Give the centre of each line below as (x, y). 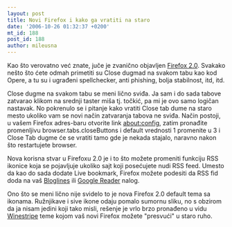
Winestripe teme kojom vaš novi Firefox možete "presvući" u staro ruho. (110, 216)
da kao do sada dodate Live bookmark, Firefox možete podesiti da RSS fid (113, 173)
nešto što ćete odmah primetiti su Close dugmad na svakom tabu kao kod (112, 73)
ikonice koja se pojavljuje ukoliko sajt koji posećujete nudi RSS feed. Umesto (116, 166)
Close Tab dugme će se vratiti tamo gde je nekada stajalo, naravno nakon (112, 138)
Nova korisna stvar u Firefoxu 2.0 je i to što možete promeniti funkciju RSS (113, 158)
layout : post (26, 13)
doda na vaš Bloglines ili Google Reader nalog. (73, 180)
